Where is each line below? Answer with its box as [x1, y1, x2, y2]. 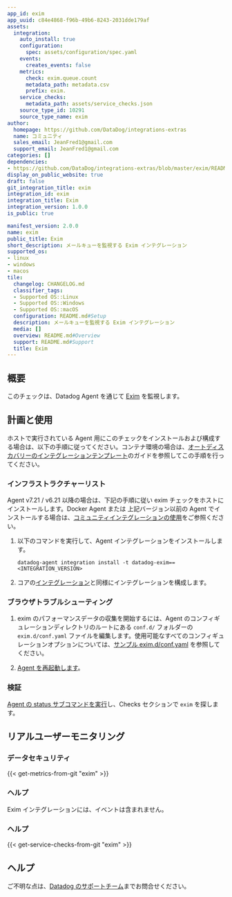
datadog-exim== [131, 559, 175, 566]
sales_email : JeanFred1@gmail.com [13, 139, 113, 146]
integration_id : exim [7, 191, 70, 198]
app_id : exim [7, 10, 45, 17]
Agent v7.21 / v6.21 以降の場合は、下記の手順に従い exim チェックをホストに [7, 496, 224, 505]
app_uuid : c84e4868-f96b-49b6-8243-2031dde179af [7, 17, 150, 24]
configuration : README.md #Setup [13, 313, 107, 320]
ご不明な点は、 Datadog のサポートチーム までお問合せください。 [7, 882, 191, 890]
